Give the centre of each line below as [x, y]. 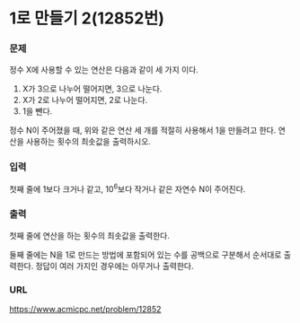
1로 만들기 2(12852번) [87, 18]
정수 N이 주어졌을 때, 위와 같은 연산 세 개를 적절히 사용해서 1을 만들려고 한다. [143, 130]
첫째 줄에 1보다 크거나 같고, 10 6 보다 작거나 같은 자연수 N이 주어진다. [128, 188]
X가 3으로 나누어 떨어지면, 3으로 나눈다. [92, 89]
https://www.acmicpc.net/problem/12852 [85, 310]
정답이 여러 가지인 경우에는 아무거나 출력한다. [115, 266]
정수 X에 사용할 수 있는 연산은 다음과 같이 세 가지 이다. [104, 70]
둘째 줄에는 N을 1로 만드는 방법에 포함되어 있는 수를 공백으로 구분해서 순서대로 [146, 254]
